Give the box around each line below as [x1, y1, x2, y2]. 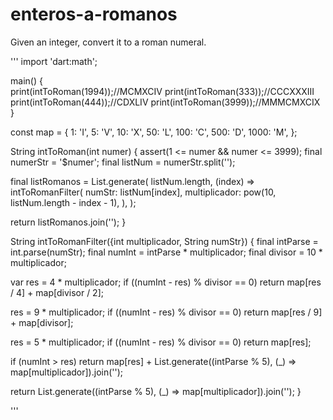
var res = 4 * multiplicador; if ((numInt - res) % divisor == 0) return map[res [10, 276, 322, 288]
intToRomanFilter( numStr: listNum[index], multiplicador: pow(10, [10, 186, 277, 198]
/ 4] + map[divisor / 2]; [10, 286, 104, 298]
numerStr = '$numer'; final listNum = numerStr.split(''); [10, 156, 236, 168]
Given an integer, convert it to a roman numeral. [10, 36, 207, 48]
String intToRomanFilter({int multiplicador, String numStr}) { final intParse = [10, 235, 319, 247]
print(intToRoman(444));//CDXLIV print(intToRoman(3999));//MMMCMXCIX [10, 96, 321, 108]
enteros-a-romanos [10, 3, 178, 26]
